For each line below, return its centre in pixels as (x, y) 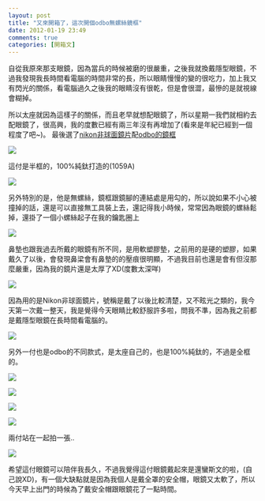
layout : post (30, 15)
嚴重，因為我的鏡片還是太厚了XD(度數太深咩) (88, 269)
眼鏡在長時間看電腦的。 (73, 320)
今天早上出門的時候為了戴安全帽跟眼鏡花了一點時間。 (95, 489)
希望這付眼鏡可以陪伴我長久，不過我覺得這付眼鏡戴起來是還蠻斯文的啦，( (127, 469)
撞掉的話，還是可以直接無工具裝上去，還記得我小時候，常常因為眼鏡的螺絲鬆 (132, 208)
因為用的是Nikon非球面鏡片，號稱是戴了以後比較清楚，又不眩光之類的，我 (128, 300)
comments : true (33, 38)
